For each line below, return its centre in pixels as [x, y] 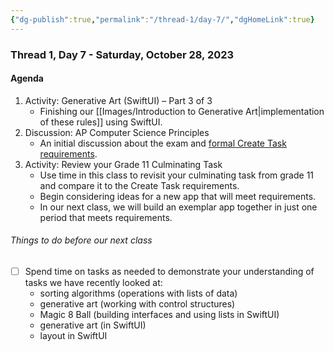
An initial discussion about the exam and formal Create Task [163, 143]
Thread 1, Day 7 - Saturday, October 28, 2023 [122, 54]
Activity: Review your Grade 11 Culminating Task [123, 164]
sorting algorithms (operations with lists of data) [138, 293]
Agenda [27, 78]
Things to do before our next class [81, 240]
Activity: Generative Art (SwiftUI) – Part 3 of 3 [118, 100]
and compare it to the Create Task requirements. [139, 185]
